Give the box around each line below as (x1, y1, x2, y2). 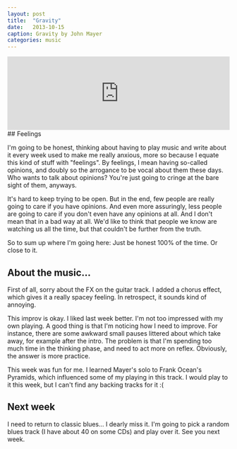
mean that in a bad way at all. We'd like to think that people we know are (7, 217, 217, 226)
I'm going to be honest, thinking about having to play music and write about (7, 143, 227, 152)
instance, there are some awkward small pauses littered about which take (7, 329, 221, 337)
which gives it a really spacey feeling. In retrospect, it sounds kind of (7, 292, 207, 301)
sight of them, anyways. (7, 181, 78, 190)
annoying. (7, 300, 37, 309)
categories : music (7, 37, 61, 44)
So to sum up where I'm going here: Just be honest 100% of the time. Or (7, 239, 218, 247)
